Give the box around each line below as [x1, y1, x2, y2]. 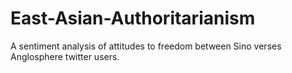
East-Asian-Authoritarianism [10, 7, 256, 30]
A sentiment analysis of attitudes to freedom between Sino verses [10, 40, 282, 52]
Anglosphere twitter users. [10, 50, 120, 62]
